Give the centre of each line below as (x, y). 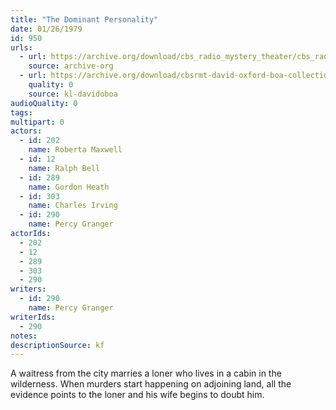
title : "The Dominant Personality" (84, 19)
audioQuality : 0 (44, 103)
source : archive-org (71, 66)
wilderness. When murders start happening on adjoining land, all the (151, 384)
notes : (24, 336)
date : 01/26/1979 (46, 29)
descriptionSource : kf (57, 345)
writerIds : (33, 317)
